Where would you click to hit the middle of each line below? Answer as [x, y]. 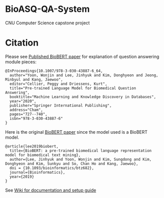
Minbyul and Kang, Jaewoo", [34, 79]
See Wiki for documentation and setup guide [51, 190]
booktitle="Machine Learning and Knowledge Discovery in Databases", [83, 97]
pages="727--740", [29, 114]
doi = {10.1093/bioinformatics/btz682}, [52, 168]
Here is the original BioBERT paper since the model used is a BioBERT [76, 132]
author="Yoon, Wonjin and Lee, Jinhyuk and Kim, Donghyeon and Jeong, [84, 75]
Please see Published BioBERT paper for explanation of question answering [82, 56]
